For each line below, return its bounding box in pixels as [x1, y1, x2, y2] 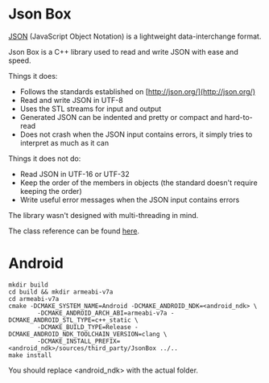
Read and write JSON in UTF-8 [19, 95, 123, 105]
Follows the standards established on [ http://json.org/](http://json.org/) [19, 86, 256, 97]
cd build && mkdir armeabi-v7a [8, 287, 114, 296]
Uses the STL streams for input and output [19, 104, 162, 113]
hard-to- [224, 112, 254, 121]
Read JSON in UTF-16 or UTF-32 [19, 169, 130, 179]
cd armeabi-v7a [8, 294, 60, 303]
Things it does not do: [8, 154, 81, 163]
